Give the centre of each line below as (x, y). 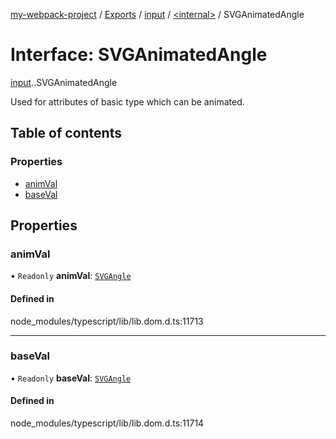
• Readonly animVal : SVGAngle (71, 276)
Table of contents (66, 133)
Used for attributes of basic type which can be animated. (127, 101)
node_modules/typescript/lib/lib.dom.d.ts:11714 (107, 423)
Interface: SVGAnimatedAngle (139, 55)
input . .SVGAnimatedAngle (64, 82)
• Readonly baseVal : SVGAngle (71, 378)
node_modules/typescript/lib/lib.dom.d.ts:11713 (107, 321)
